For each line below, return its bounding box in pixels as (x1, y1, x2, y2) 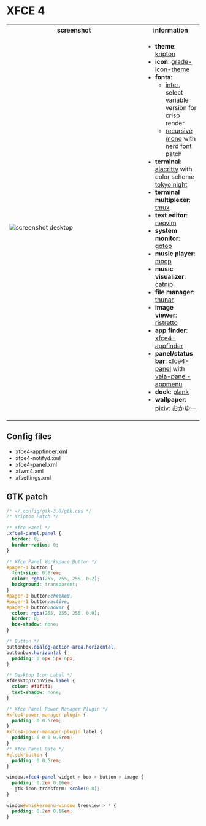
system (154, 226, 178, 235)
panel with (154, 364, 185, 373)
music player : (154, 249, 196, 258)
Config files (6, 431, 52, 442)
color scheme (154, 173, 195, 181)
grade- (171, 57, 193, 66)
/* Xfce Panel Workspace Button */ (6, 558, 97, 565)
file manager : (154, 287, 195, 296)
